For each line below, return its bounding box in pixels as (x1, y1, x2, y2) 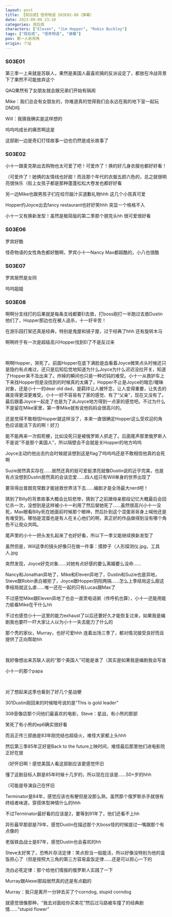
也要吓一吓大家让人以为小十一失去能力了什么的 (14, 619, 113, 625)
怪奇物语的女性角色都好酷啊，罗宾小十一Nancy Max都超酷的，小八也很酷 (5, 249, 160, 255)
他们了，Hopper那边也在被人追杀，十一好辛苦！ (5, 317, 106, 324)
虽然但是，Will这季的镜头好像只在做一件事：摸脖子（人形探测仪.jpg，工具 (5, 543, 160, 549)
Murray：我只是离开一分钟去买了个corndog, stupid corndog (5, 889, 132, 895)
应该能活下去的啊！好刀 (9, 422, 59, 428)
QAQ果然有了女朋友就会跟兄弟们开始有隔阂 (5, 88, 96, 94)
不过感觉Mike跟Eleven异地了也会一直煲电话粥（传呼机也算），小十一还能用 (5, 595, 162, 602)
